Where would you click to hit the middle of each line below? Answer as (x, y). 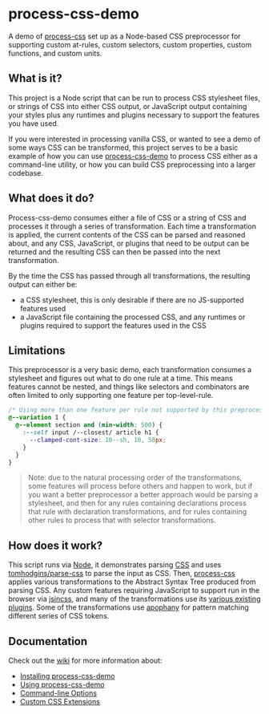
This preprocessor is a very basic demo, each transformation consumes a (130, 370)
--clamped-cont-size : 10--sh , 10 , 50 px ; (98, 440)
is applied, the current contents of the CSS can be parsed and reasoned (127, 234)
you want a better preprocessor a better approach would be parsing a (143, 495)
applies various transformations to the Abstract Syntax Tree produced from (132, 582)
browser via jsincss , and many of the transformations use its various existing (134, 599)
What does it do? (51, 199)
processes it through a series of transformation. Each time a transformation (132, 226)
